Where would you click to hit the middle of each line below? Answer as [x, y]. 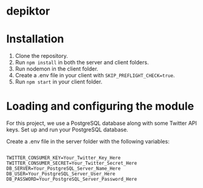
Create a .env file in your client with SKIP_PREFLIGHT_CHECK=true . [95, 75]
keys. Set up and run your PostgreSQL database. [67, 130]
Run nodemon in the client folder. [57, 69]
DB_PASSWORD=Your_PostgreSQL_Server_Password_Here [72, 179]
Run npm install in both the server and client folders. [82, 63]
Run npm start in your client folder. [59, 82]
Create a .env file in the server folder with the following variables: [88, 142]
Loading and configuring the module [100, 106]
